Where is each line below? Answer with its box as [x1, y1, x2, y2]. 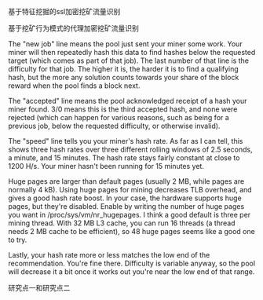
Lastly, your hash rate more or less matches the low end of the [8, 251, 210, 259]
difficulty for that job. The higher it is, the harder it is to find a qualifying [8, 64, 239, 73]
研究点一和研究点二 [8, 284, 71, 292]
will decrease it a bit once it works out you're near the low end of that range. [8, 267, 255, 276]
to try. [8, 235, 27, 244]
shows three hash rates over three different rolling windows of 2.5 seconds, [8, 145, 253, 154]
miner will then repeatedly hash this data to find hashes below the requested [8, 48, 256, 57]
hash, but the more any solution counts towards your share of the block [8, 73, 239, 82]
